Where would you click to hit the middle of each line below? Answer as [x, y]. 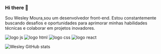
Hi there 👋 [17, 8]
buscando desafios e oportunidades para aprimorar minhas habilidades [76, 23]
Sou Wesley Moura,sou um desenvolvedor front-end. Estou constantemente [81, 18]
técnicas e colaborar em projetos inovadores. [50, 28]
